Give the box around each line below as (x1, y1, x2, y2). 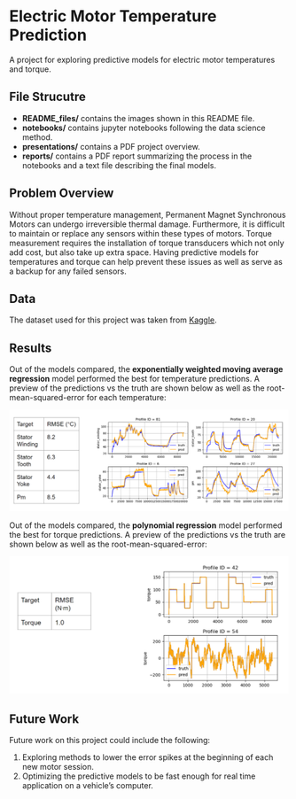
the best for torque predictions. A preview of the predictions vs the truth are (9, 529, 286, 539)
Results (9, 340, 52, 355)
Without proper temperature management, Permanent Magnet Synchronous (9, 209, 286, 220)
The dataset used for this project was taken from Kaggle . (9, 314, 217, 325)
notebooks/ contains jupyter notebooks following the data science (21, 122, 266, 133)
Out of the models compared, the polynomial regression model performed (9, 520, 283, 531)
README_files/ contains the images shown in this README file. (21, 112, 255, 123)
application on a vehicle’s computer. (21, 780, 153, 791)
